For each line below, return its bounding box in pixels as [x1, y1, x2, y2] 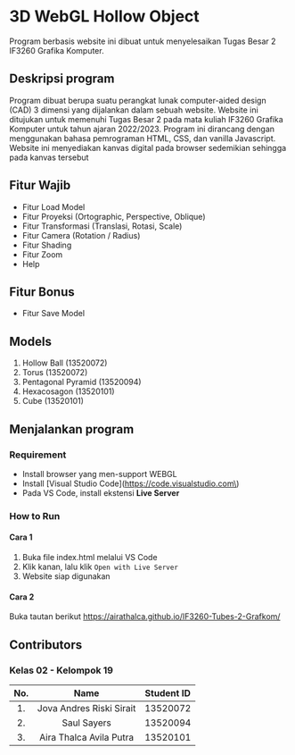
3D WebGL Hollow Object [9, 6, 201, 27]
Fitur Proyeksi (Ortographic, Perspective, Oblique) [21, 211, 206, 222]
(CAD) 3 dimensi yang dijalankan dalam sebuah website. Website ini [9, 105, 258, 115]
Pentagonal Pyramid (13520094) [21, 377, 142, 388]
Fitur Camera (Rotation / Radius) [21, 230, 141, 240]
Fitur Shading [21, 239, 72, 250]
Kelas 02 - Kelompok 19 [9, 664, 114, 676]
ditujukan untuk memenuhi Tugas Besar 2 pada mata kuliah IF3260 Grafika [9, 113, 283, 124]
